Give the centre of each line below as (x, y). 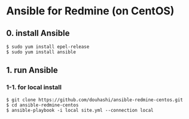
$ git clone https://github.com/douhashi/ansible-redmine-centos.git (95, 100)
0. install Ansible (38, 33)
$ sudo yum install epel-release (48, 47)
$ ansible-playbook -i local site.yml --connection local (80, 110)
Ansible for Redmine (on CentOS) (90, 11)
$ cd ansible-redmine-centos (42, 105)
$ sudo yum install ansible (41, 52)
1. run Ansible (32, 70)
